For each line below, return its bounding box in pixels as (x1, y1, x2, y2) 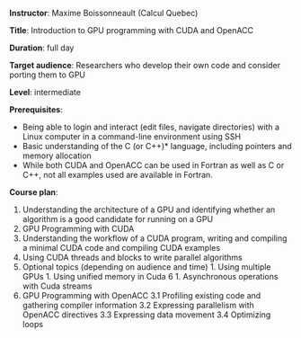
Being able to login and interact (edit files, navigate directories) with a (22, 121, 280, 132)
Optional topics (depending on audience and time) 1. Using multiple (22, 262, 271, 272)
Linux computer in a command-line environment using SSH (22, 131, 241, 142)
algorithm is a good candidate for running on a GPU (22, 214, 214, 224)
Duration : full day (9, 42, 75, 53)
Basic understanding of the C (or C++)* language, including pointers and (22, 141, 292, 151)
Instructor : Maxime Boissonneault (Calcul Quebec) (9, 8, 199, 18)
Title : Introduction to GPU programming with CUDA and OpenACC (9, 25, 254, 35)
